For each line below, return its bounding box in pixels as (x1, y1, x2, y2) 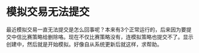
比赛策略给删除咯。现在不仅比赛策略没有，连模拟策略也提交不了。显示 (21, 33, 194, 40)
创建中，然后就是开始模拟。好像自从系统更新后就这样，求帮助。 (6, 41, 162, 48)
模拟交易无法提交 (6, 5, 90, 19)
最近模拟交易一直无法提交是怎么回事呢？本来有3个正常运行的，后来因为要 (6, 26, 187, 33)
